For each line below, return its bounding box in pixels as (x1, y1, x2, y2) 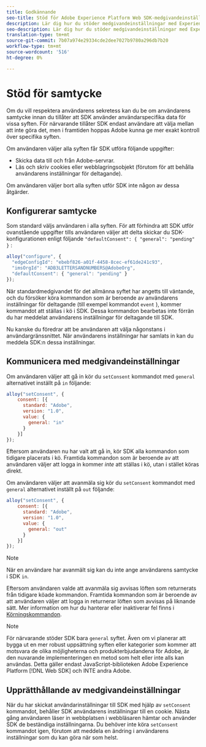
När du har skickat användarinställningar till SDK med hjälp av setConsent (6, 701, 191, 709)
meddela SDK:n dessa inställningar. (6, 338, 96, 346)
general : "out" (28, 526, 67, 532)
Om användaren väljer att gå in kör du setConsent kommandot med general (6, 373, 195, 380)
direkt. (6, 467, 23, 474)
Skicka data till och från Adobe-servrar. (15, 157, 115, 164)
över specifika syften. (6, 133, 61, 140)
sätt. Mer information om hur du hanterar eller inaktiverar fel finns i (6, 604, 175, 611)
